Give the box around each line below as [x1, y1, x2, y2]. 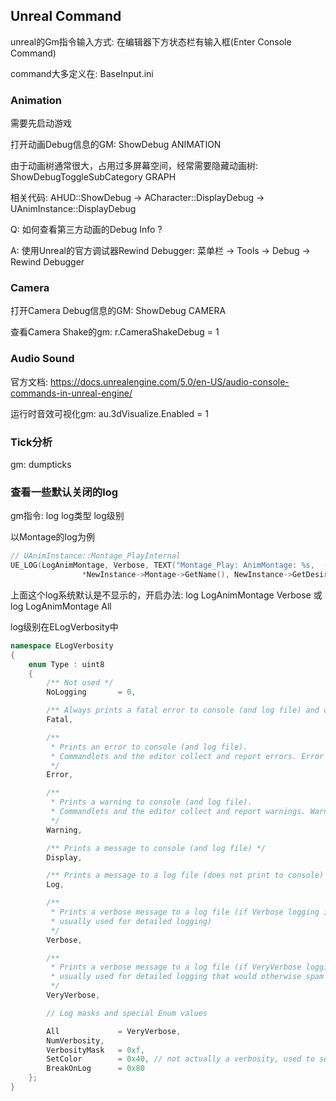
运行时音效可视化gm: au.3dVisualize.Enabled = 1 [10, 407, 209, 419]
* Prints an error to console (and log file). [50, 742, 248, 752]
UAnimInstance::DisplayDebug [10, 203, 137, 215]
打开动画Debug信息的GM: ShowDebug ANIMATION [10, 139, 222, 151]
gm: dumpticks [10, 459, 72, 470]
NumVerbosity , [46, 1035, 105, 1046]
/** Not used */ [46, 678, 114, 688]
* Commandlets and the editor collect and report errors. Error [50, 751, 325, 761]
